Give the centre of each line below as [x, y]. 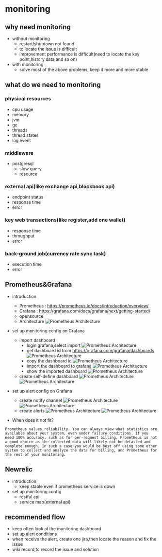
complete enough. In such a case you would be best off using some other [81, 446]
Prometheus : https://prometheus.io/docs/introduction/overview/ [84, 305]
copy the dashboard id [49, 360]
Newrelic [19, 470]
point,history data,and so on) [48, 59]
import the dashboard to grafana [59, 366]
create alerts [32, 411]
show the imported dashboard [57, 371]
